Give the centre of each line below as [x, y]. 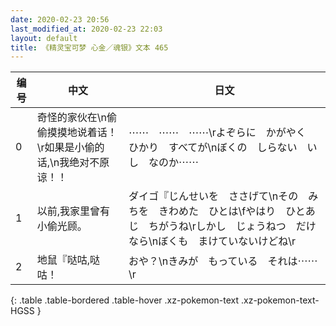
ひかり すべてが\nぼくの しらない [213, 148]
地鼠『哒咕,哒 [68, 260]
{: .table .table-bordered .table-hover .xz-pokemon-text [125, 300]
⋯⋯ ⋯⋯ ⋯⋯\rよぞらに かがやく [217, 133]
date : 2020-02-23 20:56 [60, 19]
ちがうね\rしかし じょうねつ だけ [232, 226]
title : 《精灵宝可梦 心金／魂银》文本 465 [89, 47]
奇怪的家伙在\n [71, 118]
